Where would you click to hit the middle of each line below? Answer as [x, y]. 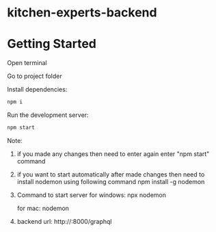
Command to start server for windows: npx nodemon [91, 195]
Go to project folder [35, 76]
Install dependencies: [37, 90]
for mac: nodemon [43, 208]
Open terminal [27, 63]
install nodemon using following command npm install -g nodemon [111, 181]
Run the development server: [48, 115]
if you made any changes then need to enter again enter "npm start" [113, 154]
